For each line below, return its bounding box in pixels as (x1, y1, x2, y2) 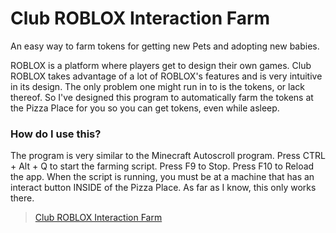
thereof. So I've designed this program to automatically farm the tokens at (10, 91, 314, 103)
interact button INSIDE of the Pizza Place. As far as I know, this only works (10, 182, 317, 194)
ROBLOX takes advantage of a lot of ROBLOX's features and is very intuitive (10, 70, 323, 82)
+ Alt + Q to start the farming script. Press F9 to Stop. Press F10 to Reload (10, 160, 315, 172)
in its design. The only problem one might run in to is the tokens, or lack (10, 80, 305, 92)
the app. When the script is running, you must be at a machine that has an (10, 171, 315, 183)
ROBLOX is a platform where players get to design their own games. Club (10, 59, 312, 71)
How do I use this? (10, 127, 102, 141)
